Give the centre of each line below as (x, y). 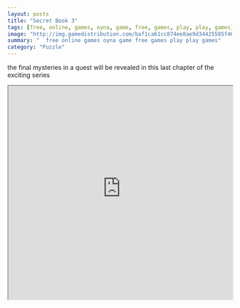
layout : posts (28, 14)
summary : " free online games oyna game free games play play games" (114, 41)
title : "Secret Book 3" (43, 21)
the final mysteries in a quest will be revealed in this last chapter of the (111, 67)
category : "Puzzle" (36, 47)
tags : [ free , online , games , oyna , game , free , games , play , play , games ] (121, 27)
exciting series (29, 75)
